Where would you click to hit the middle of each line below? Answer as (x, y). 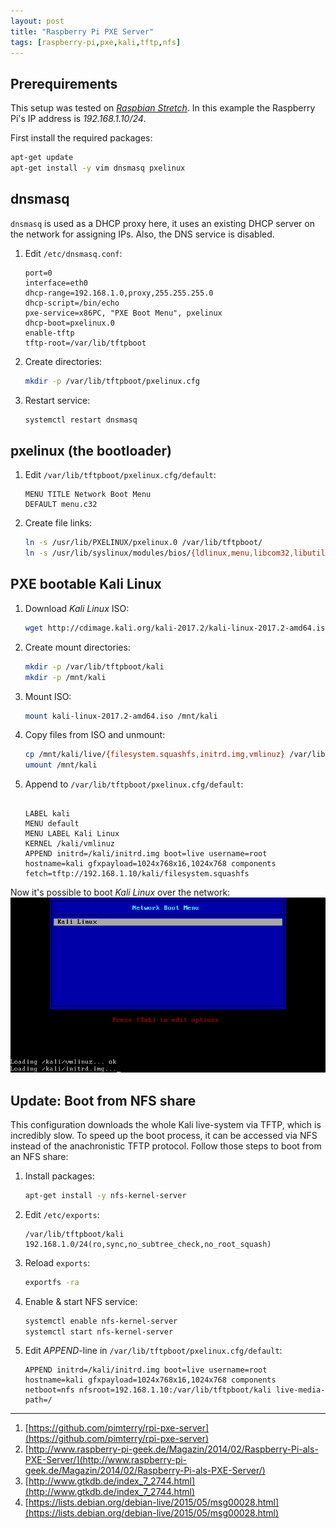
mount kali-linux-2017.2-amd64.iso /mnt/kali (121, 716)
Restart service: (57, 400)
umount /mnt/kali (61, 765)
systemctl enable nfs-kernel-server (101, 1321)
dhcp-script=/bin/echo (72, 303)
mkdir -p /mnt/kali (65, 677)
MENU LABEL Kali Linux (72, 834)
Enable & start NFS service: (81, 1301)
